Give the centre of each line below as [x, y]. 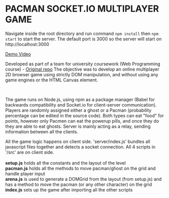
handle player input [25, 174]
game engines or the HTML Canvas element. [52, 80]
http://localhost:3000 [27, 44]
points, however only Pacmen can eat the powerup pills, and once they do [82, 121]
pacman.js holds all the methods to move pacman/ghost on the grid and [80, 168]
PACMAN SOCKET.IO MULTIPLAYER [82, 9]
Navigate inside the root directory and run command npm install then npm [82, 33]
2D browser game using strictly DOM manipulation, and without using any [82, 74]
